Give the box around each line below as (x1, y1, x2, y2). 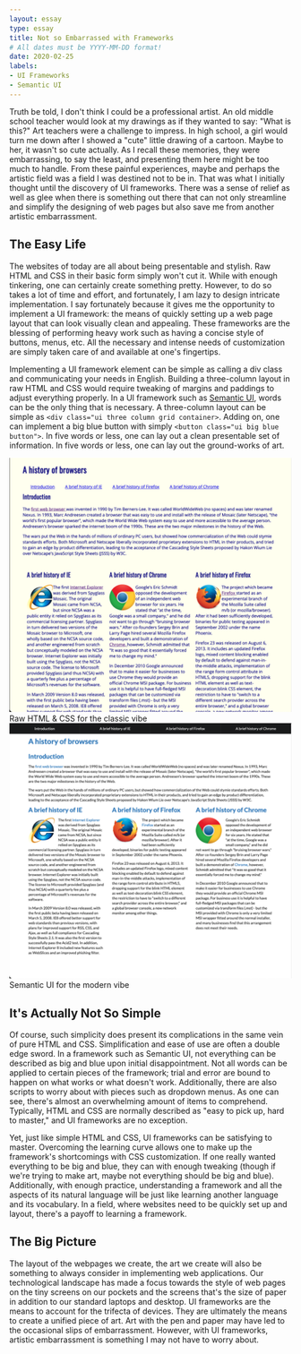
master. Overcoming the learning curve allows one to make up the (9, 1142, 253, 1153)
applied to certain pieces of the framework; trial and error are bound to (9, 1067, 271, 1078)
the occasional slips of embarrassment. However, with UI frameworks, (9, 1324, 269, 1335)
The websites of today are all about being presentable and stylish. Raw (9, 261, 271, 271)
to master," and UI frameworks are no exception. (9, 1115, 188, 1126)
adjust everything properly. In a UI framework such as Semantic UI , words (9, 392, 282, 403)
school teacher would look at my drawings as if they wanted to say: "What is (9, 116, 291, 126)
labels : (9, 62, 39, 71)
